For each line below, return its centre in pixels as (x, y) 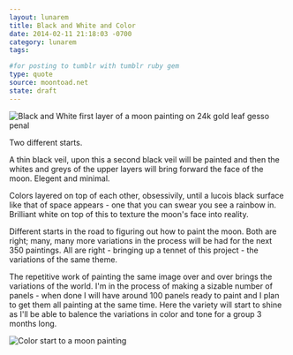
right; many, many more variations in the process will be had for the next (141, 240)
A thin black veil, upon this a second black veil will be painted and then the (144, 159)
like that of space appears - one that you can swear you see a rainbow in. (143, 205)
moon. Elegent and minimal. (60, 178)
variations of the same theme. (63, 259)
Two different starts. (46, 142)
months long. (33, 323)
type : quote (31, 75)
